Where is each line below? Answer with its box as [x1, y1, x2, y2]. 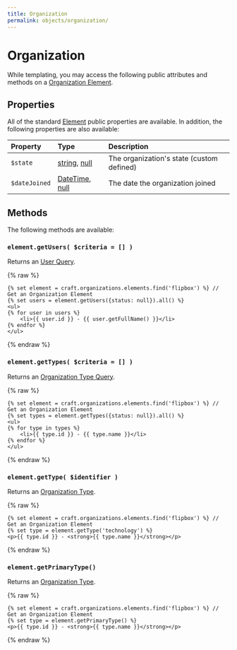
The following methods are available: [7, 225, 114, 234]
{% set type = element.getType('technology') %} [7, 527, 153, 534]
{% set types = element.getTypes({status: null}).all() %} [7, 412, 185, 419]
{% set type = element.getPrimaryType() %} [7, 617, 138, 625]
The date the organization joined [108, 178, 217, 188]
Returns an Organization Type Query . [7, 372, 115, 381]
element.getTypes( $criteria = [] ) [7, 358, 133, 366]
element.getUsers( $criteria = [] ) [7, 243, 133, 251]
